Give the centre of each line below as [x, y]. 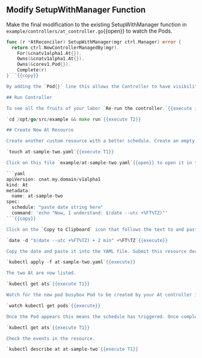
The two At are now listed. [41, 273]
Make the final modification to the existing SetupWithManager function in [96, 24]
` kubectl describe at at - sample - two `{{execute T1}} [72, 350]
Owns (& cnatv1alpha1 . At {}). [51, 59]
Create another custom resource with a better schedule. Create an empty [101, 141]
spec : [13, 202]
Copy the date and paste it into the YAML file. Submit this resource [96, 251]
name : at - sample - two [37, 196]
